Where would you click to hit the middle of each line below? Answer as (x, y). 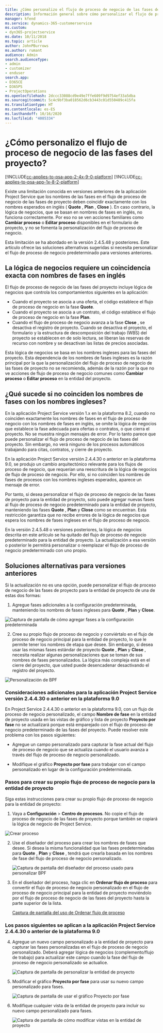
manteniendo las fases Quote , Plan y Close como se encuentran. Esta (76, 510)
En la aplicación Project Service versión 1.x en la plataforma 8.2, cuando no (80, 413)
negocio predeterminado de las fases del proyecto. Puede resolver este (77, 730)
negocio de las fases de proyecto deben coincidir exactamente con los (76, 202)
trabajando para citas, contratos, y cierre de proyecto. (59, 449)
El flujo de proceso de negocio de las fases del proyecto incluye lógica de (79, 287)
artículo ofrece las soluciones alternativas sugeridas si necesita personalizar (81, 247)
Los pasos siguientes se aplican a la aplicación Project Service (80, 925)
